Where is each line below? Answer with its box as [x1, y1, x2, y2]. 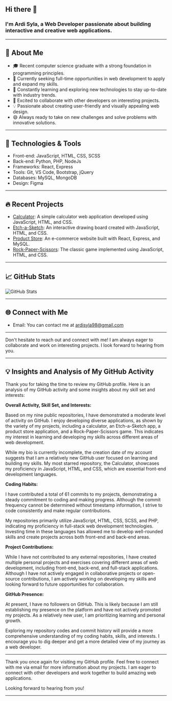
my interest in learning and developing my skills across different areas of [5, 433, 159, 440]
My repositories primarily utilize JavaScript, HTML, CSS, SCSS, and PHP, [5, 517, 159, 523]
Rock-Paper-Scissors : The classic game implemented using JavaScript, [12, 247, 164, 253]
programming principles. [12, 70, 65, 76]
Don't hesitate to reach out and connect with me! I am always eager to [5, 337, 154, 343]
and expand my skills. [12, 81, 59, 87]
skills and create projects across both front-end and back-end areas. [5, 534, 150, 540]
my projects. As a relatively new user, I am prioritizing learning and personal [5, 612, 165, 618]
